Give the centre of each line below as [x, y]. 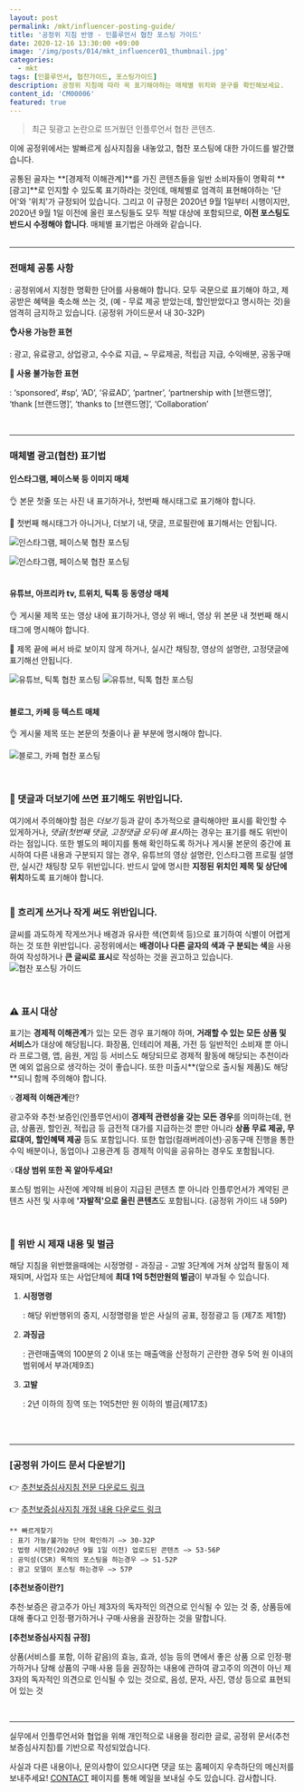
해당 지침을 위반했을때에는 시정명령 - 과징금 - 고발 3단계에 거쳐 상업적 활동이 [144, 1266]
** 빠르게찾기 [31, 1531]
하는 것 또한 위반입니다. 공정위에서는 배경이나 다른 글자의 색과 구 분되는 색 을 [142, 945]
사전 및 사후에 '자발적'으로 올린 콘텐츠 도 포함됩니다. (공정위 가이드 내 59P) [157, 1201]
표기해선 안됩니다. [41, 660]
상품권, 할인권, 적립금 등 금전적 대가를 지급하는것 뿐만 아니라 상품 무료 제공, [153, 1128]
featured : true [38, 102]
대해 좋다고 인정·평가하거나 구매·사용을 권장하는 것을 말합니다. [118, 1618]
